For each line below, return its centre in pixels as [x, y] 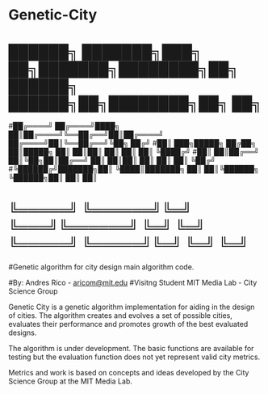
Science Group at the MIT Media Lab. [71, 381]
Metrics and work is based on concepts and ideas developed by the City [129, 373]
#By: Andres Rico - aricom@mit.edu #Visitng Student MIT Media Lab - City [133, 283]
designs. [23, 333]
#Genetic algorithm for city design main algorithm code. [101, 267]
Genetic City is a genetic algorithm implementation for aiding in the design [132, 307]
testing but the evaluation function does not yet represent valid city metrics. [134, 357]
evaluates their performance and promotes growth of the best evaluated [128, 324]
